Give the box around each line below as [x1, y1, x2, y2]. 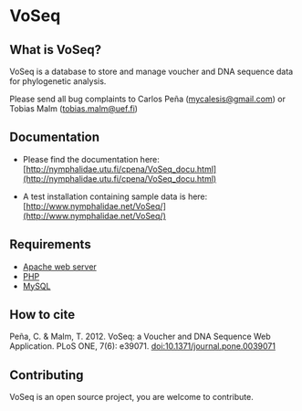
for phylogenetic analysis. [9, 76, 107, 87]
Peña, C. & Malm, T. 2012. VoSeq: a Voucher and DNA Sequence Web [9, 331, 271, 342]
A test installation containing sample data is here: [22, 191, 208, 202]
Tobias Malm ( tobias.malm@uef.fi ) [9, 103, 139, 114]
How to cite [9, 307, 76, 322]
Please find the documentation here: [22, 153, 160, 164]
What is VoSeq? [9, 42, 102, 58]
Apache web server [22, 261, 98, 272]
